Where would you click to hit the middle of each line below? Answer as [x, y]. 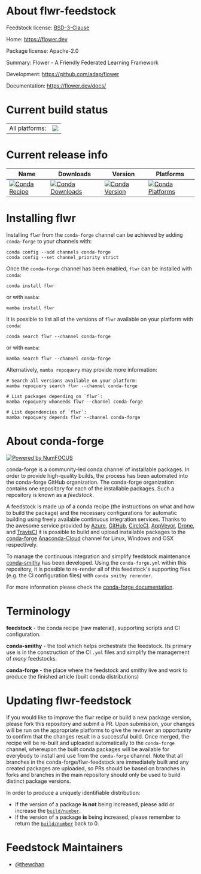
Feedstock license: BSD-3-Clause [48, 28]
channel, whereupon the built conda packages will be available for [88, 749]
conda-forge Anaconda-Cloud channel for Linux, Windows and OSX [90, 538]
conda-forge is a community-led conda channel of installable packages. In [98, 469]
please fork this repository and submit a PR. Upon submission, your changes [100, 724]
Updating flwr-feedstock [69, 700]
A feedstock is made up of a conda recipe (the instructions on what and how [100, 506]
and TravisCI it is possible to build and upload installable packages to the [96, 532]
